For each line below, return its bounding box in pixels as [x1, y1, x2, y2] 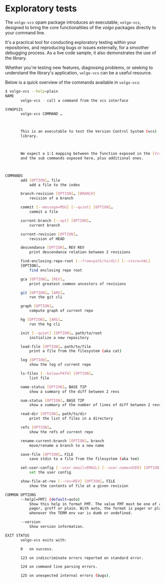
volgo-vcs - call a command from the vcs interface [20, 98, 129, 103]
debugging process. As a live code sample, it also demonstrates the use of [5, 50, 156, 56]
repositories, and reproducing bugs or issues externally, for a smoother [5, 44, 149, 50]
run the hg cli [29, 321, 60, 327]
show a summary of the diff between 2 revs [29, 389, 120, 394]
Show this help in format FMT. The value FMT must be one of [29, 501, 157, 507]
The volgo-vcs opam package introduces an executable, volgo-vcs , [5, 19, 141, 25]
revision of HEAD [29, 236, 65, 241]
